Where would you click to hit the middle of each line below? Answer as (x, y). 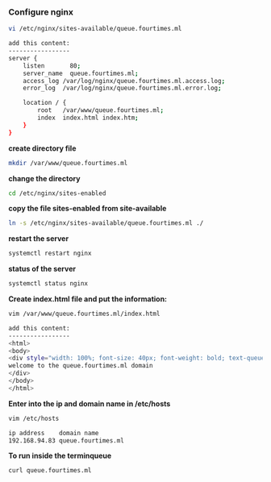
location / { (45, 103)
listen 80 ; (52, 66)
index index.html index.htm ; (88, 118)
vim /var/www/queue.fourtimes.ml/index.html (84, 314)
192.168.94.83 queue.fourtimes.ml (67, 440)
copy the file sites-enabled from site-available (88, 209)
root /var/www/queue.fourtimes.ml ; (100, 110)
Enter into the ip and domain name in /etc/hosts (90, 403)
